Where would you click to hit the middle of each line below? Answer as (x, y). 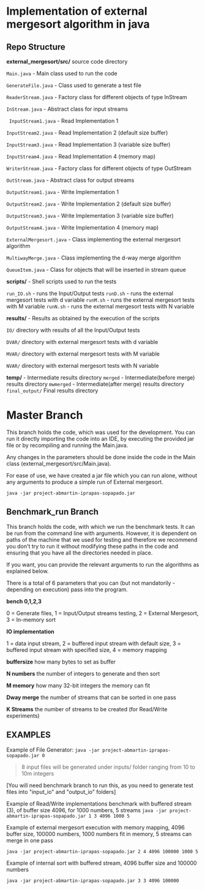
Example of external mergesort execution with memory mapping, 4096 (96, 827)
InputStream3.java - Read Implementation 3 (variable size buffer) (88, 144)
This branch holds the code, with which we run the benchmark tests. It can (101, 526)
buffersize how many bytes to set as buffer (61, 662)
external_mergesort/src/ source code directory (67, 62)
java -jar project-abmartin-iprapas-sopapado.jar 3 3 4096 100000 (93, 881)
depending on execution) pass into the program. (67, 589)
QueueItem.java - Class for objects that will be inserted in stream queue (96, 270)
